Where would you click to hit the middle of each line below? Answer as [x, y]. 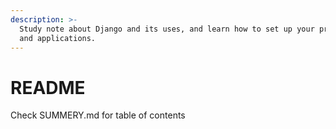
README [48, 87]
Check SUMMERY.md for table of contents [98, 115]
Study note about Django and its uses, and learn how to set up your [167, 29]
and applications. [58, 38]
